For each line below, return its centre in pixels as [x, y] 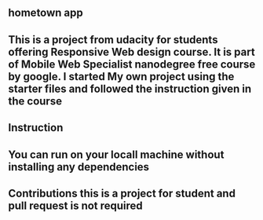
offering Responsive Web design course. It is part [131, 51]
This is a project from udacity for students [113, 40]
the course [35, 101]
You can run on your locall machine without [116, 154]
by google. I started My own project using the [121, 77]
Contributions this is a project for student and [122, 193]
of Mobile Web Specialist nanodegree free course [132, 64]
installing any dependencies [79, 167]
